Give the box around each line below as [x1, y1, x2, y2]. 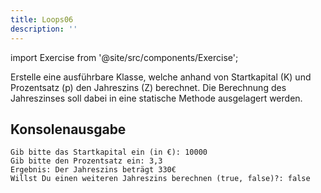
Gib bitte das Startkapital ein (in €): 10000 [10, 147, 208, 158]
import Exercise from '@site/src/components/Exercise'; [10, 51, 239, 63]
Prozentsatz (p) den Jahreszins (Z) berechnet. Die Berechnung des [10, 81, 287, 93]
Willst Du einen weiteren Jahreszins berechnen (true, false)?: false [10, 174, 311, 184]
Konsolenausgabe [10, 121, 127, 138]
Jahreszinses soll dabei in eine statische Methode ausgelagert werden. [10, 92, 303, 104]
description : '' [10, 24, 78, 34]
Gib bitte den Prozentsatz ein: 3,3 [10, 156, 163, 166]
